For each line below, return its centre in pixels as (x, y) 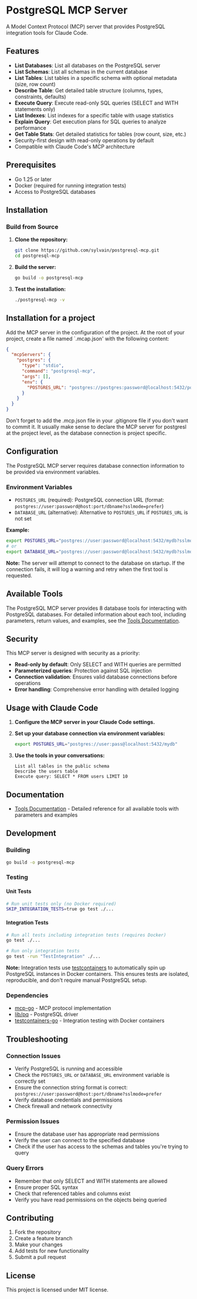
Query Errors (25, 1168)
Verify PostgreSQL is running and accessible (69, 1069)
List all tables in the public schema (62, 766)
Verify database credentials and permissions (69, 1100)
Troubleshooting (37, 1039)
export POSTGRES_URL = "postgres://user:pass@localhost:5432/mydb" (96, 744)
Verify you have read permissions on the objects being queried (91, 1200)
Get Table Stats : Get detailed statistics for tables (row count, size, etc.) (100, 134)
